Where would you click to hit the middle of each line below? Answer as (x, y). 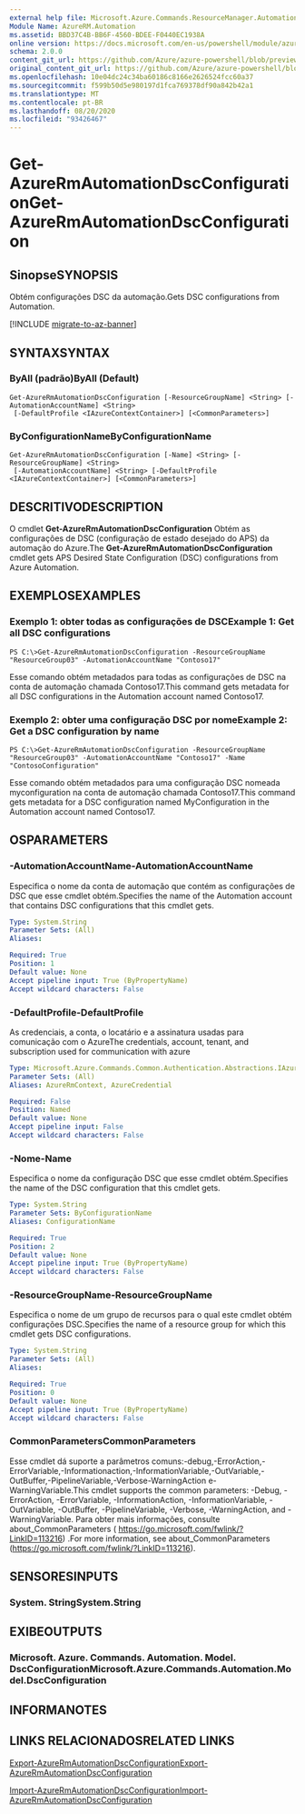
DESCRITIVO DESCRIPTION (86, 507)
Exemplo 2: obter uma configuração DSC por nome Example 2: (148, 719)
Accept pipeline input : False (67, 1127)
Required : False (40, 1101)
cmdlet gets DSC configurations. (70, 1334)
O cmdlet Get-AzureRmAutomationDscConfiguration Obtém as (130, 528)
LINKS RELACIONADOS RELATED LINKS (122, 1741)
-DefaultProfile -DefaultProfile (76, 1012)
